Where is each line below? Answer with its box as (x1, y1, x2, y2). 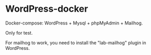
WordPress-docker (5, 3, 89, 15)
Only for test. (5, 30, 33, 36)
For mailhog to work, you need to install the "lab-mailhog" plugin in (5, 39, 146, 46)
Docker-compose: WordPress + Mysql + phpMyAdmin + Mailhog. (5, 20, 143, 26)
